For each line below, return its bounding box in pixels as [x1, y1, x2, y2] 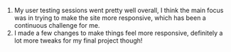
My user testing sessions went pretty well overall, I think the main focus [14, 6, 224, 14]
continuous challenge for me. [14, 21, 100, 29]
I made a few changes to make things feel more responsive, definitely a [14, 28, 223, 37]
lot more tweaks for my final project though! [14, 36, 143, 45]
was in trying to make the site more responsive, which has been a [14, 14, 206, 22]
